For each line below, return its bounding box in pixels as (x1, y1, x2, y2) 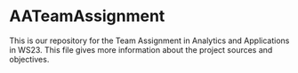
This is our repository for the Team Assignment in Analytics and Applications (9, 35, 290, 46)
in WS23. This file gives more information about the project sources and (9, 44, 273, 55)
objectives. (9, 54, 50, 64)
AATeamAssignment (9, 6, 165, 26)
